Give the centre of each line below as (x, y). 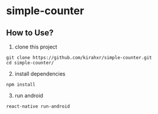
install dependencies (40, 74)
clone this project (36, 47)
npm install (21, 84)
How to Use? (30, 33)
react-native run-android (38, 106)
